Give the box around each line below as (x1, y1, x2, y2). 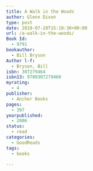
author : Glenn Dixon (6, 14, 57, 20)
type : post (6, 19, 33, 25)
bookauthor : (6, 47, 35, 53)
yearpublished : (6, 112, 43, 118)
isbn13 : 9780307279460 (6, 74, 61, 80)
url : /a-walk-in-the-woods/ (6, 31, 75, 36)
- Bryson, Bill (11, 63, 49, 69)
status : (6, 123, 25, 129)
